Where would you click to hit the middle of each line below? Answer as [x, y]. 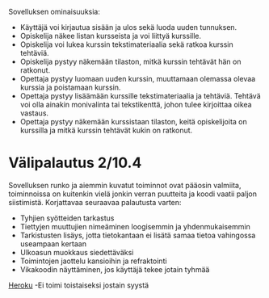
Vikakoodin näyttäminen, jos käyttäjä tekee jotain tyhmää [115, 269]
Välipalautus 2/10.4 [75, 163]
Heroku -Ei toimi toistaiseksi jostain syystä [79, 285]
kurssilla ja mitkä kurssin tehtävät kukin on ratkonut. [106, 130]
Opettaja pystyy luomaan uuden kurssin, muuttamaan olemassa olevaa [138, 79]
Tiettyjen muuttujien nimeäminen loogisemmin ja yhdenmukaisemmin [135, 226]
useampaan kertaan [53, 243]
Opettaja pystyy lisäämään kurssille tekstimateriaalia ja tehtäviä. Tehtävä [140, 96]
